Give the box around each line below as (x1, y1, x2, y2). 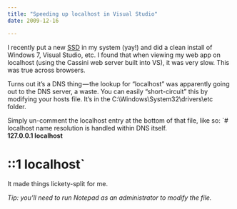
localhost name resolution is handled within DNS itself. (7, 123, 168, 132)
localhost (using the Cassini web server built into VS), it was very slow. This (7, 58, 230, 66)
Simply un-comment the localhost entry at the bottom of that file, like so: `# (7, 116, 228, 125)
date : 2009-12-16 (7, 17, 59, 24)
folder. (7, 102, 26, 111)
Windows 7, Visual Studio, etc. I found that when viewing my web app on (7, 51, 221, 59)
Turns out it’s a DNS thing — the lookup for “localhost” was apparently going (7, 79, 230, 88)
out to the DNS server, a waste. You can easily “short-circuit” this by (7, 87, 208, 96)
